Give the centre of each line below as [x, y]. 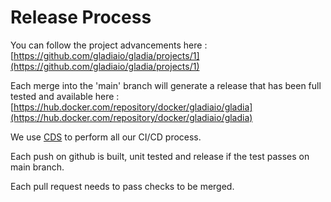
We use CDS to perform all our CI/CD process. [106, 137]
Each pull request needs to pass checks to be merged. [122, 186]
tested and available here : [65, 96]
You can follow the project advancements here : [109, 45]
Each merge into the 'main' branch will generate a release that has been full [166, 85]
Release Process [81, 17]
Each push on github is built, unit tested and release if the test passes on [160, 156]
